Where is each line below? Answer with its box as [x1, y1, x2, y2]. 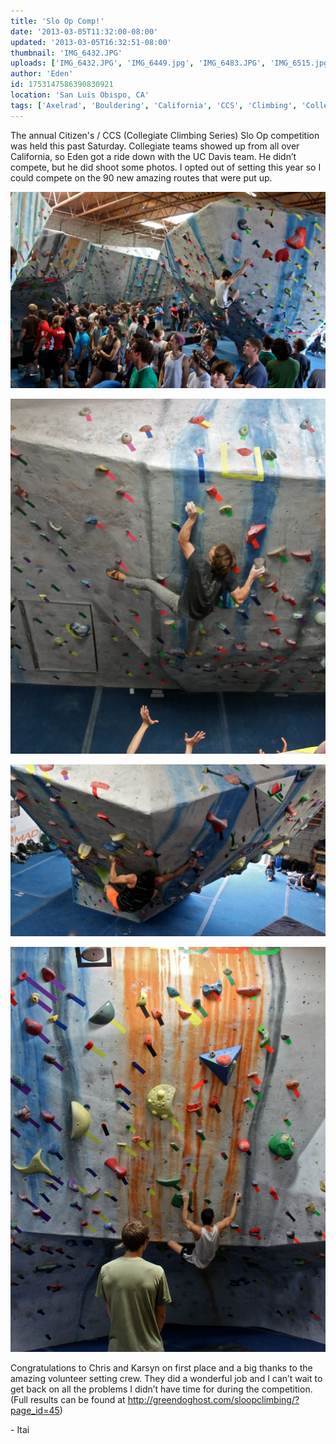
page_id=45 [10, 1405, 60, 1417]
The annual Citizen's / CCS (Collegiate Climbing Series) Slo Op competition [10, 129, 320, 141]
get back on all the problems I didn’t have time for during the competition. [10, 1383, 313, 1395]
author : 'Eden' [10, 69, 74, 79]
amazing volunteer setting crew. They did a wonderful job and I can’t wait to [10, 1373, 323, 1385]
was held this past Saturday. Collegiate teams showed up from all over [10, 140, 300, 152]
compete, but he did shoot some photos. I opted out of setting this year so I [10, 161, 322, 173]
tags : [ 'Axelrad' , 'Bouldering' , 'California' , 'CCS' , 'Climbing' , [10, 100, 298, 110]
